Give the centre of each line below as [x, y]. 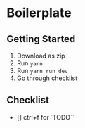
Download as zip [41, 56]
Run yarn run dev [42, 71]
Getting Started [41, 39]
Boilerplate [39, 13]
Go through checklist [47, 78]
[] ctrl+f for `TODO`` [45, 117]
